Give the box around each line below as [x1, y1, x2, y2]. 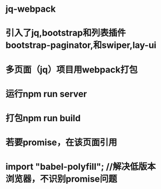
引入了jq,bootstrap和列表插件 [5, 27, 126, 39]
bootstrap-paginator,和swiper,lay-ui [5, 40, 157, 51]
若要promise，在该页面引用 [5, 137, 117, 148]
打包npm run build [5, 112, 81, 124]
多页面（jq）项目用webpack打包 [5, 64, 138, 75]
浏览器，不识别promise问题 [5, 173, 117, 185]
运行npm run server [5, 88, 87, 99]
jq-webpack [5, 3, 56, 15]
